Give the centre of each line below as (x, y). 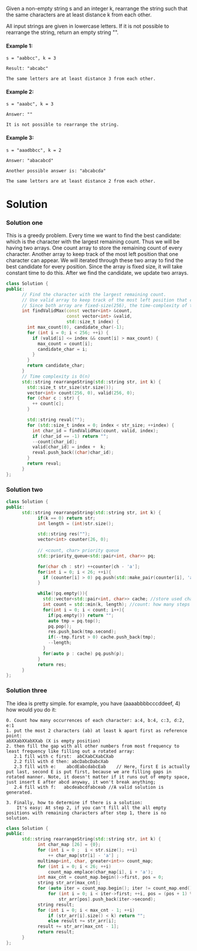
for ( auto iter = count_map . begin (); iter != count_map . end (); (116, 888)
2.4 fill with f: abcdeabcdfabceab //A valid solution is (89, 787)
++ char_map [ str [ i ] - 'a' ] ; (83, 855)
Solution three (27, 691)
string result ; (56, 905)
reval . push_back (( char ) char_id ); (73, 453)
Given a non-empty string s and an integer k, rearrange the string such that (97, 9)
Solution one (24, 223)
